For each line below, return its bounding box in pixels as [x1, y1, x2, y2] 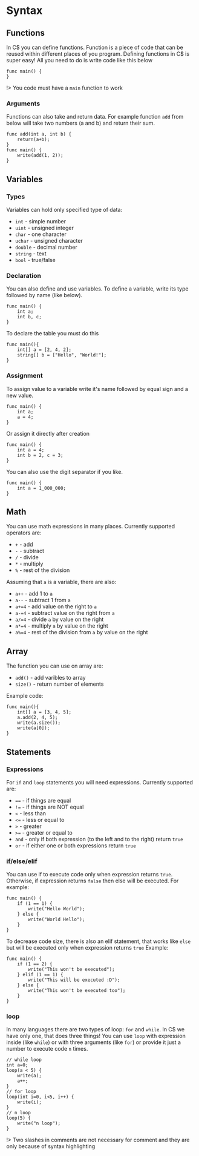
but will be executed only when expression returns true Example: [6, 944, 169, 951]
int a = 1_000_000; [17, 485, 67, 491]
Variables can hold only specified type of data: [6, 206, 123, 213]
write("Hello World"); [28, 906, 85, 912]
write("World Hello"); [28, 916, 85, 923]
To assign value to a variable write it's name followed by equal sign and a [6, 385, 189, 392]
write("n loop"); [17, 1120, 61, 1126]
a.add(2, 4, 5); [17, 715, 59, 721]
